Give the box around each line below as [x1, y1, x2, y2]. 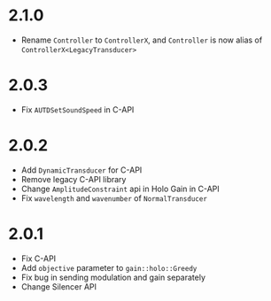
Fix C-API [20, 253, 57, 264]
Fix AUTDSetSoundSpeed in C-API [20, 104, 135, 115]
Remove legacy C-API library [20, 174, 127, 184]
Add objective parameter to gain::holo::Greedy [20, 262, 197, 273]
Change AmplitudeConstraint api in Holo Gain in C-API [20, 183, 221, 194]
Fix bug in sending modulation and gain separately [20, 272, 205, 282]
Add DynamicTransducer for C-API [20, 165, 143, 175]
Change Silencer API [20, 281, 97, 292]
